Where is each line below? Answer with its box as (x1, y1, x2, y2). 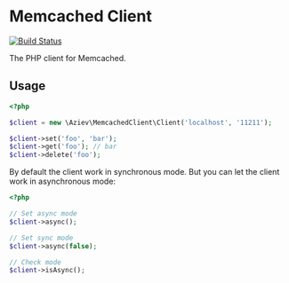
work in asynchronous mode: (9, 176, 116, 187)
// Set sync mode (9, 233, 74, 242)
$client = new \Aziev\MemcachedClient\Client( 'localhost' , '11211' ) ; (9, 118, 273, 127)
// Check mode (9, 257, 62, 267)
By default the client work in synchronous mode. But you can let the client (9, 167, 280, 177)
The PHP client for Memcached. (9, 52, 126, 63)
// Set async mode (9, 209, 77, 218)
